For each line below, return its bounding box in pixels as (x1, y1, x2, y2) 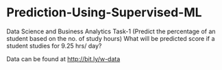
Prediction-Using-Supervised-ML (6, 5, 203, 20)
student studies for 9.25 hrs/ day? (6, 41, 102, 50)
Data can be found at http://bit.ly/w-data (6, 54, 121, 63)
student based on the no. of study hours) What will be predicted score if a (6, 34, 215, 42)
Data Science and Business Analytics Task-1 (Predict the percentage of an (6, 27, 217, 35)
